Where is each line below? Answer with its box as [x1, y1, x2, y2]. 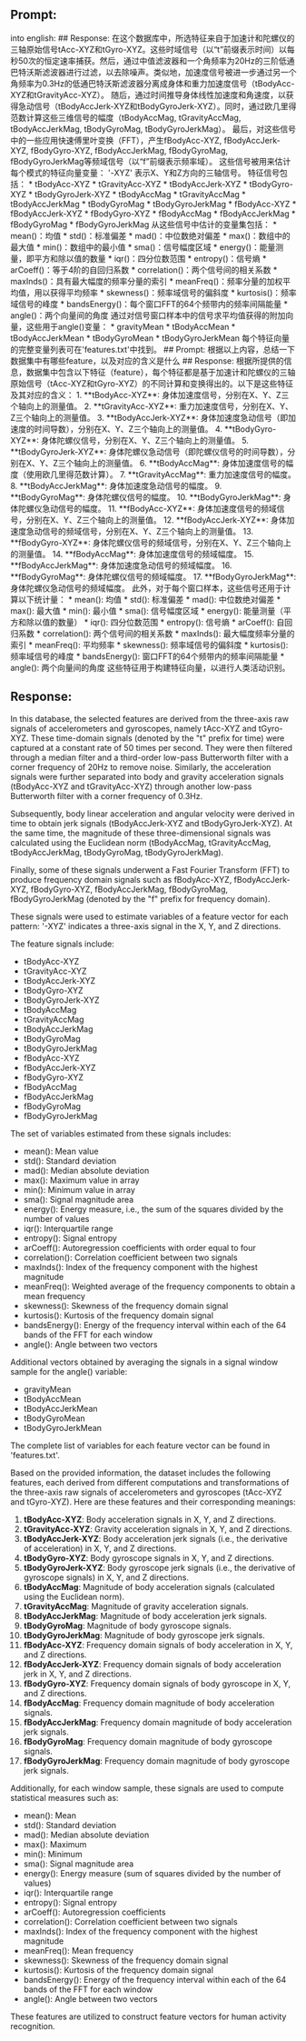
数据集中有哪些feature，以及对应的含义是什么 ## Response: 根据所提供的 [10, 355, 284, 366]
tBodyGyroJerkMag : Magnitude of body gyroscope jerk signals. [23, 1629, 266, 1640]
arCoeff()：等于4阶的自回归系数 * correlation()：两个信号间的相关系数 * [10, 264, 278, 275]
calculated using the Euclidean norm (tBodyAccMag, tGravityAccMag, [10, 836, 271, 848]
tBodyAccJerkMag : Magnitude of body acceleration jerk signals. [23, 1610, 267, 1621]
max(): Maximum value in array [23, 1175, 140, 1186]
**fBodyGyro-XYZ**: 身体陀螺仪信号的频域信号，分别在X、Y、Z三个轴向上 [10, 536, 291, 548]
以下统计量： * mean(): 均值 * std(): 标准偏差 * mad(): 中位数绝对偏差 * [17, 594, 281, 605]
